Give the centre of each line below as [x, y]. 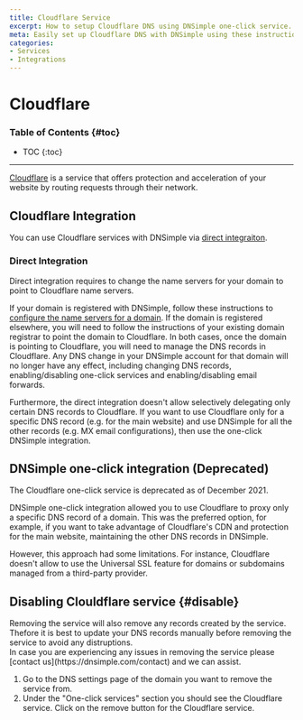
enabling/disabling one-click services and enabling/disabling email [133, 374]
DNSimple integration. [50, 440]
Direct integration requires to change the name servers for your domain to [147, 281]
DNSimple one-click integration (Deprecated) [139, 469]
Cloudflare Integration [73, 216]
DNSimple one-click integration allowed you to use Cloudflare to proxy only [149, 508]
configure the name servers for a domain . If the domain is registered [136, 318]
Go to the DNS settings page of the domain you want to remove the [147, 679]
